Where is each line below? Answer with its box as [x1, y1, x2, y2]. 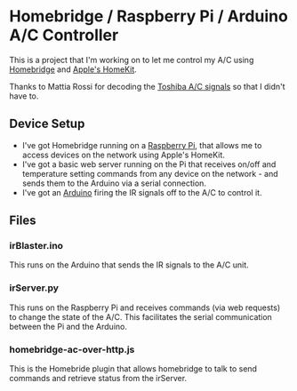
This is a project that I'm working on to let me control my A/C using [9, 54, 254, 65]
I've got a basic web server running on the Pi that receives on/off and [21, 158, 277, 170]
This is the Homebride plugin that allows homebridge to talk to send [9, 363, 258, 374]
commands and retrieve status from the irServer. [9, 373, 188, 384]
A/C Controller [9, 25, 119, 45]
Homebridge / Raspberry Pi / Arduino [9, 6, 289, 27]
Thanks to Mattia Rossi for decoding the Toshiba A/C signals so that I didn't [9, 81, 286, 92]
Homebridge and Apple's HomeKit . [9, 64, 138, 75]
